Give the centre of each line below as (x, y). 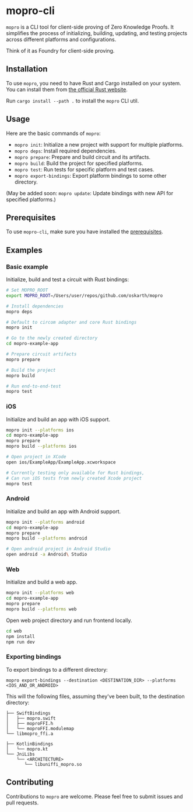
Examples (24, 250)
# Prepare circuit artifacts (41, 354)
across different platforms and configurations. (61, 39)
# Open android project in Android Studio (58, 549)
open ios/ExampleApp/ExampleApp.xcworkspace (61, 462)
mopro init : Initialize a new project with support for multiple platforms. (99, 144)
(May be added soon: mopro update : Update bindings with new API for (90, 193)
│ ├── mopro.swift (31, 718)
